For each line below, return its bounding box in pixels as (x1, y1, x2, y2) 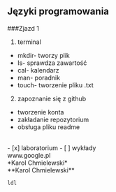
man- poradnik (17, 73, 61, 82)
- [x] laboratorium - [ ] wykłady (7, 143, 96, 152)
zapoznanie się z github (17, 94, 87, 103)
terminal (17, 38, 42, 46)
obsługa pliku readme (17, 122, 80, 131)
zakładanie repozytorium (17, 115, 89, 124)
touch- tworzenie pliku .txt (17, 80, 94, 89)
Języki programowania (7, 6, 110, 17)
